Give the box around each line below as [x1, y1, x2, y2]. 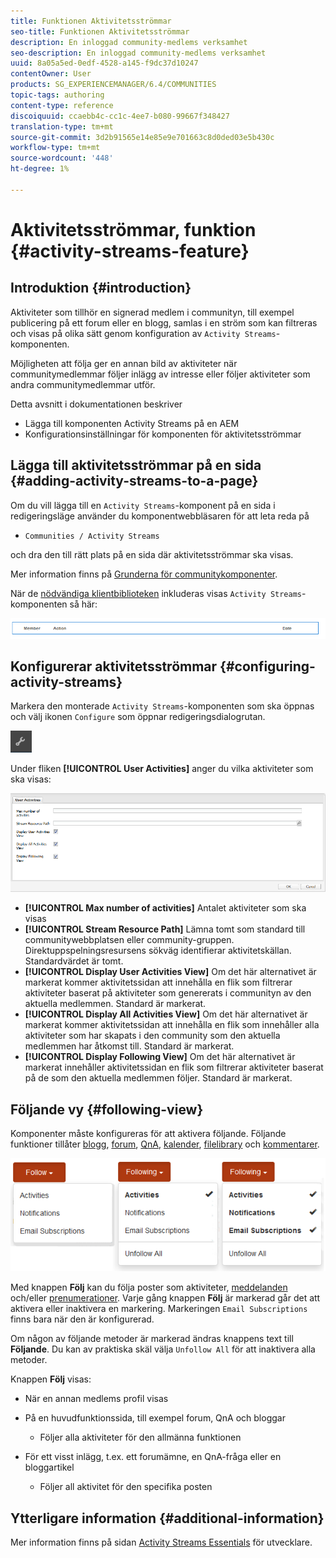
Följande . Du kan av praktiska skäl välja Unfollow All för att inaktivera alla [10, 1343, 316, 1355]
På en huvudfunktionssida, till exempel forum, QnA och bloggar [24, 1412, 286, 1424]
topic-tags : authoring [10, 90, 105, 100]
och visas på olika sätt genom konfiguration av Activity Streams [10, 327, 277, 339]
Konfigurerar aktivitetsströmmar [10, 658, 218, 675]
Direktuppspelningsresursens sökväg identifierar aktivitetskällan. [24, 945, 292, 957]
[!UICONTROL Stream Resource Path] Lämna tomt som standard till [24, 923, 306, 935]
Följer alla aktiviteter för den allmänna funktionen [39, 1431, 242, 1444]
